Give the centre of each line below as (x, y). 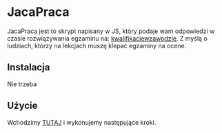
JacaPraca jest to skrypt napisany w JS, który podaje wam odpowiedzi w (111, 31)
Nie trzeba (22, 84)
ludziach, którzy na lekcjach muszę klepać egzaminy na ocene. (97, 45)
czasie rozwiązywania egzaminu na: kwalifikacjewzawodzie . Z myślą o (108, 38)
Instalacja (29, 67)
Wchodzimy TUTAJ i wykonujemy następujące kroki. (82, 122)
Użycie (22, 106)
